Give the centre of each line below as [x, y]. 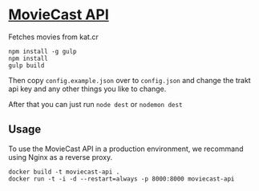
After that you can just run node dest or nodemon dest [95, 104]
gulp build [26, 66]
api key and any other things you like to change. [87, 89]
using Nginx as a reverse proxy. [61, 157]
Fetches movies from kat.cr [53, 37]
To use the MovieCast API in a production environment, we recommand [126, 149]
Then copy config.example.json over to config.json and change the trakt [129, 80]
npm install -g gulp [43, 51]
